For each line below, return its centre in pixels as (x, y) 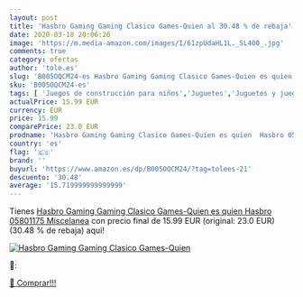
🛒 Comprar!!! (33, 283)
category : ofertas (44, 60)
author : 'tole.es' (44, 69)
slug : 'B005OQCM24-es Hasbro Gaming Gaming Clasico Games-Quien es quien (151, 77)
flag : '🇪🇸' (32, 152)
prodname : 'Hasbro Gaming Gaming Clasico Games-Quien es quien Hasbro (147, 135)
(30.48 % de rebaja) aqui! (57, 230)
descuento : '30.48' (46, 177)
